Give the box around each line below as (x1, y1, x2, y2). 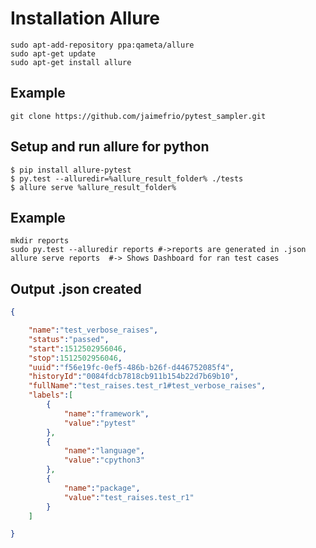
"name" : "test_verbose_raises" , (28, 325, 159, 336)
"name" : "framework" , (63, 408, 150, 419)
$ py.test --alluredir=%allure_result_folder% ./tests (10, 173, 244, 184)
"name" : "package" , (63, 483, 141, 493)
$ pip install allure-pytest (10, 165, 132, 175)
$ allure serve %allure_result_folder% (10, 182, 177, 192)
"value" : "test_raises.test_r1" (63, 492, 195, 502)
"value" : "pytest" (63, 418, 137, 428)
